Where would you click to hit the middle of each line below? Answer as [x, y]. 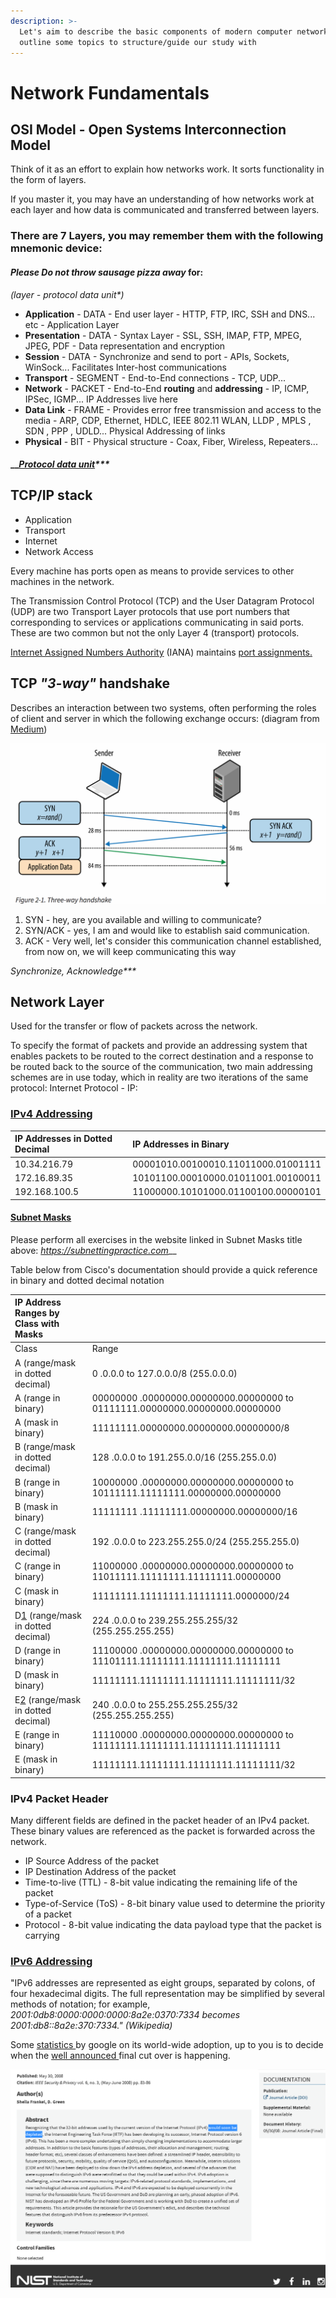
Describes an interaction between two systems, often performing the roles [163, 707]
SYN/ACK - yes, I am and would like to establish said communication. [167, 930]
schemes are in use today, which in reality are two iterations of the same [159, 1077]
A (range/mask [45, 1362]
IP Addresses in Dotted [63, 1139]
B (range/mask [45, 1447]
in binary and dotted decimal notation [87, 1280]
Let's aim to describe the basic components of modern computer [156, 31]
